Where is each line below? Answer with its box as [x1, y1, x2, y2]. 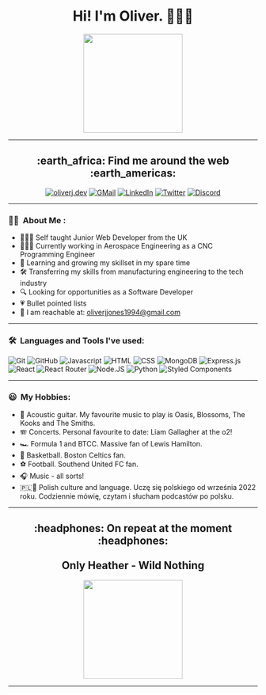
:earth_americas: [89, 166, 177, 180]
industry [19, 279, 47, 288]
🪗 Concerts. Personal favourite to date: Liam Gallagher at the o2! [19, 427, 233, 436]
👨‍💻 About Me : [8, 215, 66, 226]
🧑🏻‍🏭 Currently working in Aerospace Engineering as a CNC [19, 241, 214, 251]
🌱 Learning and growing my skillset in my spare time [19, 258, 191, 268]
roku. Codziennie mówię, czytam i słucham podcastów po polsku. [19, 491, 234, 501]
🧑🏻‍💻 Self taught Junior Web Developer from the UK [19, 233, 188, 242]
